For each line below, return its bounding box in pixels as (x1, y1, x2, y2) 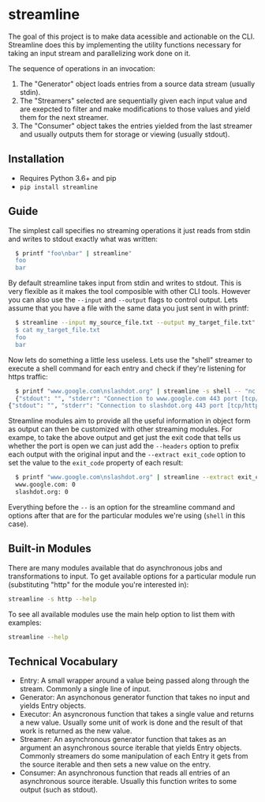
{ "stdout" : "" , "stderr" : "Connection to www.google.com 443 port (15, 394, 238, 402)
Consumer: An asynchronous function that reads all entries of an (19, 768, 230, 778)
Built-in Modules (8, 542, 92, 555)
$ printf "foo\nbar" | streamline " (15, 249, 132, 258)
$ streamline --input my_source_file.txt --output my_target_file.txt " (15, 318, 256, 327)
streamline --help (8, 633, 69, 641)
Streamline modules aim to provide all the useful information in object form (8, 416, 251, 426)
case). (8, 519, 29, 529)
